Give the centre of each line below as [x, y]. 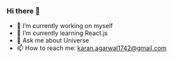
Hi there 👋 [24, 11]
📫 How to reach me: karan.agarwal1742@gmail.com [92, 48]
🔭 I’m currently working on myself [64, 26]
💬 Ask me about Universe [53, 40]
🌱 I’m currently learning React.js [62, 33]
